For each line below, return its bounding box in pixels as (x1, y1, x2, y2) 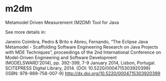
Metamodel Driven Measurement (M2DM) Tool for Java (5, 19, 119, 25)
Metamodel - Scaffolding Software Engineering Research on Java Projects (5, 44, 158, 50)
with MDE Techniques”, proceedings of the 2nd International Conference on (5, 49, 161, 55)
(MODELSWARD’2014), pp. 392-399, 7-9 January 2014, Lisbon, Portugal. (5, 60, 156, 66)
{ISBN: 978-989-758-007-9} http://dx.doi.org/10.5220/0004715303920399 (5, 70, 161, 76)
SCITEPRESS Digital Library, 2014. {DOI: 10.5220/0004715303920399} (5, 65, 151, 71)
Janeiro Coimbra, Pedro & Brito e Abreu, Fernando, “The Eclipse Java (5, 38, 148, 45)
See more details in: (5, 29, 46, 35)
